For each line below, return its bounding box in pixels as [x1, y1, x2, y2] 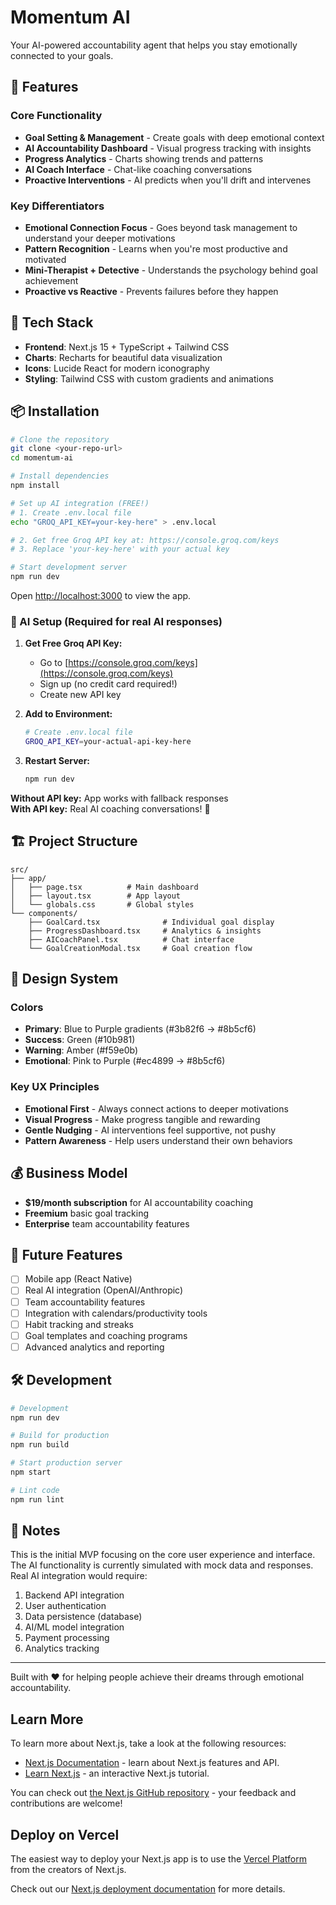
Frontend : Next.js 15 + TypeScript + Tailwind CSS [24, 341, 230, 353]
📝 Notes [10, 1522, 61, 1540]
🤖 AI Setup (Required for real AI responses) [10, 614, 223, 628]
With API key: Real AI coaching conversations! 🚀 [10, 802, 211, 815]
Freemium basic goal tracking [24, 1207, 150, 1219]
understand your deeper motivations [24, 232, 176, 244]
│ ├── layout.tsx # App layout [10, 891, 182, 901]
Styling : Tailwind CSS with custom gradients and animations [24, 372, 274, 385]
